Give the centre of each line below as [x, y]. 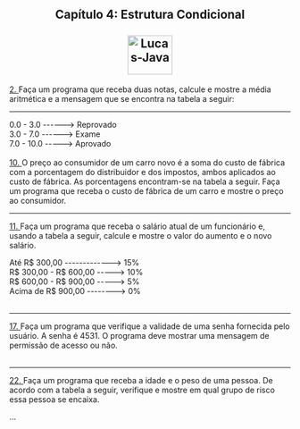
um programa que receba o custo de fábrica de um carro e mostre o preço [146, 190]
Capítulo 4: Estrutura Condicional [150, 15]
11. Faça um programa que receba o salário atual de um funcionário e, [137, 226]
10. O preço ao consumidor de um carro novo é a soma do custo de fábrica [147, 162]
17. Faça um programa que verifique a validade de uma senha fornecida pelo [150, 326]
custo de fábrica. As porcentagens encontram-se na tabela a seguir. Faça [145, 181]
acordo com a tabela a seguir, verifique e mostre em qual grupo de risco [142, 390]
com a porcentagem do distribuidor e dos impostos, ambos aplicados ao [143, 172]
